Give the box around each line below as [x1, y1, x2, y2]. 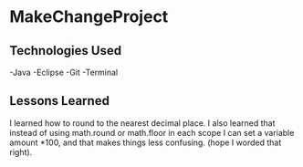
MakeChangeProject [9, 6, 169, 27]
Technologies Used [9, 43, 121, 58]
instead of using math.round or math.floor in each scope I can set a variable [9, 127, 295, 138]
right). [9, 146, 33, 157]
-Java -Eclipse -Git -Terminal [9, 67, 119, 78]
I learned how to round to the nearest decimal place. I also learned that [9, 117, 276, 129]
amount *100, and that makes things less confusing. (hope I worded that [9, 137, 282, 148]
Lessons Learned [9, 93, 110, 109]
